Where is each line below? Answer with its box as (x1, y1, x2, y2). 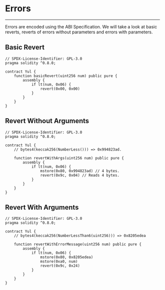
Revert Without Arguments (5, 117, 89, 125)
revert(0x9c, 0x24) (40, 264, 80, 268)
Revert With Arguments (5, 203, 79, 211)
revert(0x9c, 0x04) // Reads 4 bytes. (40, 173, 120, 178)
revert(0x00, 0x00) (40, 86, 80, 91)
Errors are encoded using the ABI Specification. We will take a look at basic (5, 24, 157, 29)
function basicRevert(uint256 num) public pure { (14, 73, 118, 79)
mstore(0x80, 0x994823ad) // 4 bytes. (40, 168, 120, 173)
